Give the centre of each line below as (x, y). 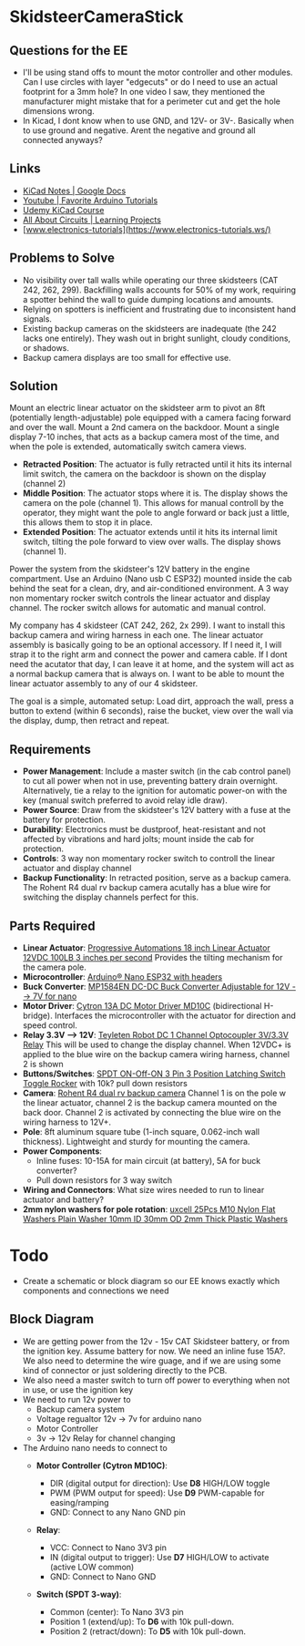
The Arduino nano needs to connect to (95, 1447)
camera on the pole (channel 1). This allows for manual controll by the (153, 503)
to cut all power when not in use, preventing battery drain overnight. (150, 781)
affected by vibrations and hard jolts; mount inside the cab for (138, 839)
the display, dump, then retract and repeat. (90, 721)
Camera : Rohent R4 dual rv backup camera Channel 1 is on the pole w (154, 1093)
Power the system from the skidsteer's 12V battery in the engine (130, 569)
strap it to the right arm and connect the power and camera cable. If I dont (149, 654)
